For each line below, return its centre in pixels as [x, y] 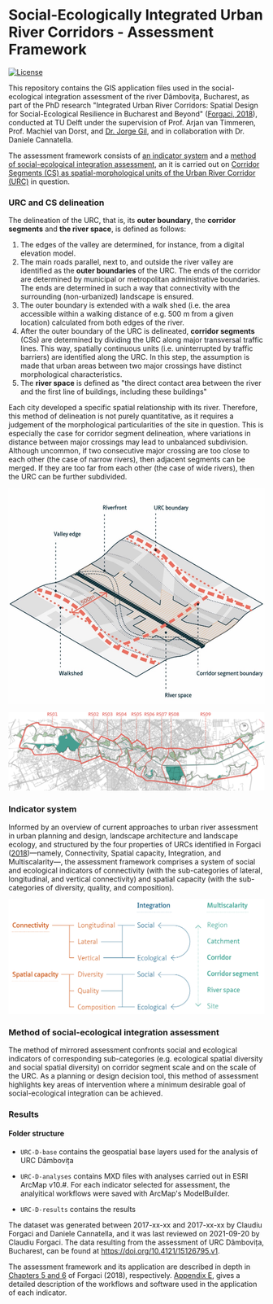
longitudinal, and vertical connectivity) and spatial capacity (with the [123, 879]
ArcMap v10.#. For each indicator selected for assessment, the [125, 1185]
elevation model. [48, 253]
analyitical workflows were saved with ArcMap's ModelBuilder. [125, 1193]
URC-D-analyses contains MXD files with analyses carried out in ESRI [134, 1176]
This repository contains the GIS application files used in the [109, 88]
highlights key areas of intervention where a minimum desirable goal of [127, 1084]
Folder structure [37, 1134]
